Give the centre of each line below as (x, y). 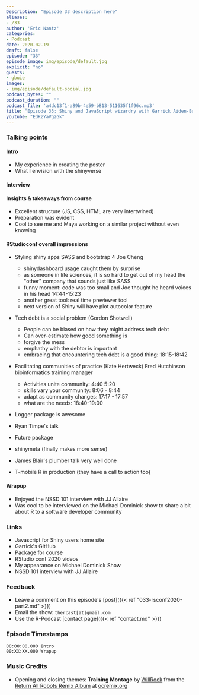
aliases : (17, 17)
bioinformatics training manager (54, 372)
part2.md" (27, 606)
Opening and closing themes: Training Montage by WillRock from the (99, 679)
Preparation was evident (44, 218)
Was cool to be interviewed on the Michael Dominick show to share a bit (103, 505)
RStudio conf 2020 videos (46, 558)
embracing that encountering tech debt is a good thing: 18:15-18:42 (105, 355)
